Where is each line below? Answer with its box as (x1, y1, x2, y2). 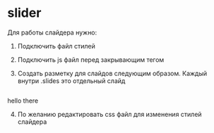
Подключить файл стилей (17, 42, 95, 50)
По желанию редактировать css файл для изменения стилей (17, 110, 203, 118)
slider (7, 5, 42, 21)
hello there (7, 96, 39, 105)
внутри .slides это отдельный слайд (17, 76, 126, 85)
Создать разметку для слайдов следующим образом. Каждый (17, 69, 208, 77)
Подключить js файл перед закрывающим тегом (17, 55, 165, 64)
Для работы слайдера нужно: (7, 28, 97, 37)
